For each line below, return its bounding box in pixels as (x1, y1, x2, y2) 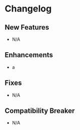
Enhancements (5, 51, 53, 59)
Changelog (5, 3, 52, 15)
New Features (5, 23, 49, 32)
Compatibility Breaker (5, 106, 75, 115)
